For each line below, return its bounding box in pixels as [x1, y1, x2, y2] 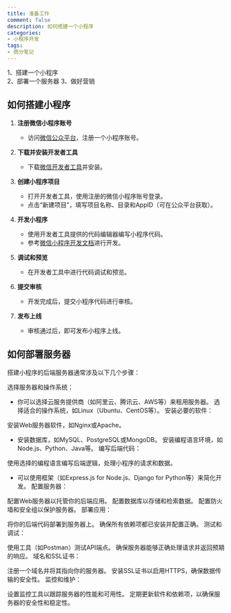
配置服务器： [30, 482, 68, 490]
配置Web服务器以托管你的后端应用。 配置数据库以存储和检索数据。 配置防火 [7, 496, 223, 505]
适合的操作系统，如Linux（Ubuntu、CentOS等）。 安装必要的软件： [23, 406, 214, 414]
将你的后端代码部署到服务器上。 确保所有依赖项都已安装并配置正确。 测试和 [7, 520, 222, 528]
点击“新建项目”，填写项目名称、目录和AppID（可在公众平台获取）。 [27, 201, 217, 209]
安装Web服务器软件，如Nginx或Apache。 [7, 421, 125, 429]
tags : [7, 42, 23, 49]
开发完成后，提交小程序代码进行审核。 [27, 297, 137, 305]
